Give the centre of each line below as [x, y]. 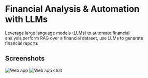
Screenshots [25, 59]
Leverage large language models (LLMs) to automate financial [67, 33]
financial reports [21, 43]
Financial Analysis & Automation [72, 9]
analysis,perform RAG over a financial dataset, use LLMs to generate [74, 38]
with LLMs [26, 19]
